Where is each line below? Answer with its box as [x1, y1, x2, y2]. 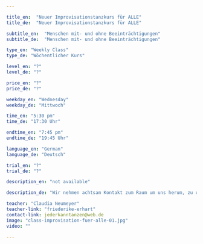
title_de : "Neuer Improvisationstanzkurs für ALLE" [6, 19, 142, 26]
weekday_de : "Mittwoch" [6, 102, 66, 108]
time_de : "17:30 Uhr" [6, 119, 61, 125]
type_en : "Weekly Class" [6, 47, 69, 53]
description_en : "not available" [6, 179, 91, 185]
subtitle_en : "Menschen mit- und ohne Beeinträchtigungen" [6, 31, 161, 37]
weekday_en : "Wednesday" [6, 96, 69, 102]
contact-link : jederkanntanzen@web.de [6, 211, 104, 217]
